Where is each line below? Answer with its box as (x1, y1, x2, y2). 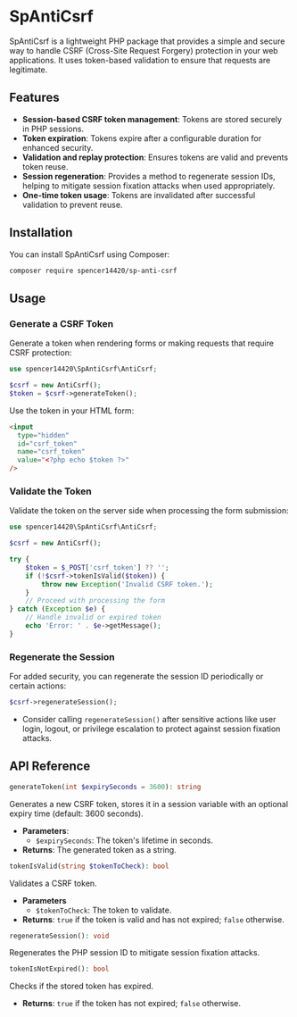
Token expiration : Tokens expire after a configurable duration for (21, 132, 261, 144)
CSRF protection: (9, 347, 72, 358)
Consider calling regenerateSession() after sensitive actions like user (21, 713, 276, 724)
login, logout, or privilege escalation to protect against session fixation (21, 723, 281, 734)
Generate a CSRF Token (9, 317, 114, 329)
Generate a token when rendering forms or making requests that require (9, 338, 275, 349)
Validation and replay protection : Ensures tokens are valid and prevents (21, 152, 288, 163)
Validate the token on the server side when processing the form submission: (9, 505, 289, 516)
